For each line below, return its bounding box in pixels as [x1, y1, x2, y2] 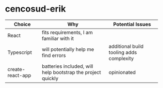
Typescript [7, 49, 33, 56]
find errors [42, 52, 66, 59]
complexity [108, 55, 134, 61]
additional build [108, 43, 144, 49]
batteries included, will [42, 63, 94, 70]
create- [7, 66, 26, 73]
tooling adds [108, 49, 137, 56]
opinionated [108, 69, 136, 75]
